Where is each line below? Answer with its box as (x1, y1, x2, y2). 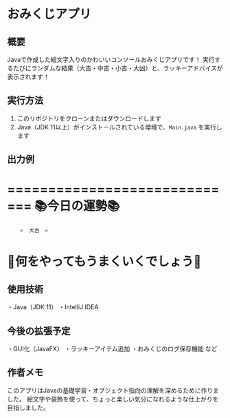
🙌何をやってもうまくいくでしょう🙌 (7, 254, 202, 269)
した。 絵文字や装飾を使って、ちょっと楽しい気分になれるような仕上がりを (7, 395, 219, 403)
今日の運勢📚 (47, 198, 120, 214)
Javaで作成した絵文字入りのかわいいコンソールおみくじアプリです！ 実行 (7, 56, 215, 63)
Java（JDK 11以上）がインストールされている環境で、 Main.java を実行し (16, 123, 223, 131)
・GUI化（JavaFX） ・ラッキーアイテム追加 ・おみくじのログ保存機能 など (7, 344, 218, 353)
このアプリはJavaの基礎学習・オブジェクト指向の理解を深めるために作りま (7, 386, 220, 395)
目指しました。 (7, 404, 49, 412)
